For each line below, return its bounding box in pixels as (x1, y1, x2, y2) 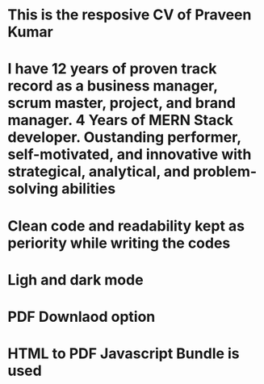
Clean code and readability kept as (7, 216, 245, 235)
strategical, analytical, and (7, 163, 191, 181)
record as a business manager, (7, 77, 218, 95)
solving (7, 180, 59, 198)
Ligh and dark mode (7, 270, 144, 289)
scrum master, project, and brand (7, 94, 236, 112)
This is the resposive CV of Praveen (7, 6, 252, 24)
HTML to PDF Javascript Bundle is (7, 344, 240, 363)
